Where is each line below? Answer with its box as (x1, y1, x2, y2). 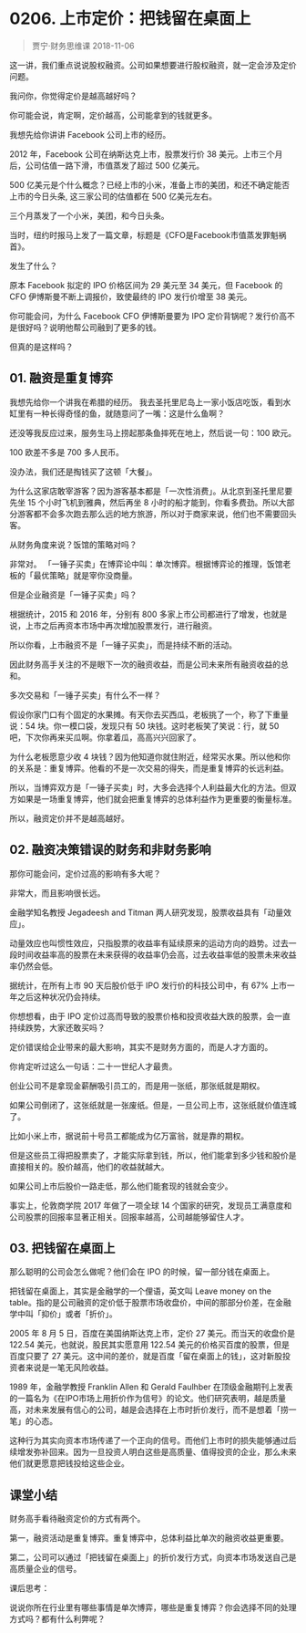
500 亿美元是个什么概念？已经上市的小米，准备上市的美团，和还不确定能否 (9, 179, 290, 190)
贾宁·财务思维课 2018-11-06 (31, 40, 135, 51)
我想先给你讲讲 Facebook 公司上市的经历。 (9, 129, 171, 140)
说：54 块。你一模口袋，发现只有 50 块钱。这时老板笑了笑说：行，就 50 (9, 720, 280, 731)
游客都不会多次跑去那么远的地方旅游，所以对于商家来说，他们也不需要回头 (16, 508, 297, 519)
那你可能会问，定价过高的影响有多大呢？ (9, 868, 161, 879)
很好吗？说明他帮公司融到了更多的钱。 (16, 321, 161, 333)
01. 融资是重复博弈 (9, 370, 114, 386)
